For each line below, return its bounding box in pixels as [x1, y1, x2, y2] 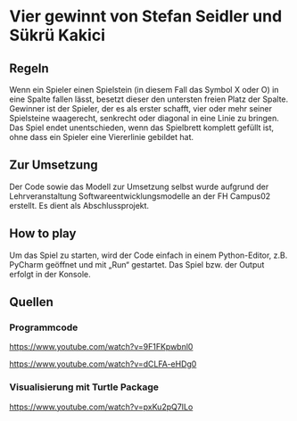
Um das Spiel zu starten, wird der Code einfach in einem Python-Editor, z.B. [9, 250, 288, 260]
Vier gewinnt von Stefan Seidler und [9, 6, 283, 27]
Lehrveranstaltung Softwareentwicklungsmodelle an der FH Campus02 [9, 190, 271, 202]
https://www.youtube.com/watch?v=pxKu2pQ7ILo [9, 401, 194, 412]
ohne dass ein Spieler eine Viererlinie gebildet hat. [9, 132, 194, 142]
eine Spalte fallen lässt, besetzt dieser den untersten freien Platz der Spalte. [9, 94, 289, 104]
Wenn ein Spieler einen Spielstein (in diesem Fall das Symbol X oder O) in [9, 85, 279, 95]
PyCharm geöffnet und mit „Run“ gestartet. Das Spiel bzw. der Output [9, 259, 265, 269]
